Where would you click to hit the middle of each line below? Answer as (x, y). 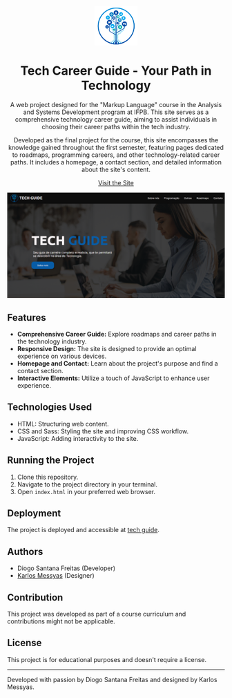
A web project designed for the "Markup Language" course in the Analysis (116, 105)
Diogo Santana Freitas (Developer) (66, 568)
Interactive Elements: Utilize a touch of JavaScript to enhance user (113, 378)
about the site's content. (116, 170)
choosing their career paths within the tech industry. (116, 127)
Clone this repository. (48, 477)
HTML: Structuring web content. (63, 424)
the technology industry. (52, 341)
